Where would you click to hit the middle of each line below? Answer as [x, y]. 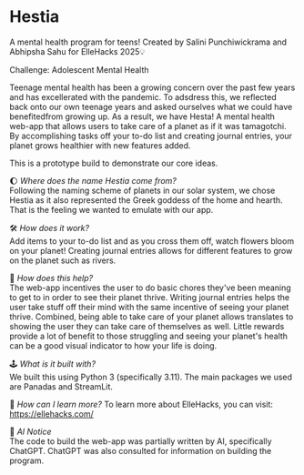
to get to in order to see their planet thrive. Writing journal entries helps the [149, 297]
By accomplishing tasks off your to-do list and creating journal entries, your [151, 136]
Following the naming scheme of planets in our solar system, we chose [142, 190]
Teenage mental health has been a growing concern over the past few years [152, 87]
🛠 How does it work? [49, 227]
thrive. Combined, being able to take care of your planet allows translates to [152, 317]
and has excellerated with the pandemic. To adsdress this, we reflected [143, 96]
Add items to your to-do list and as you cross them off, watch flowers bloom [152, 241]
